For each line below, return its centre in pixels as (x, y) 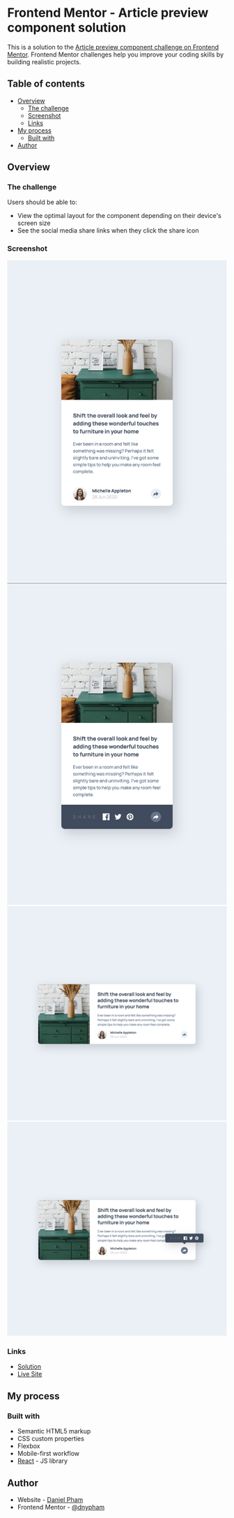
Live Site (30, 1374)
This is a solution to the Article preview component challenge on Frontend (113, 47)
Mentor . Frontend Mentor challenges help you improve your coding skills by (116, 54)
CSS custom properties (51, 1439)
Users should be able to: (42, 202)
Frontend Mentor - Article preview (108, 13)
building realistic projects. (44, 61)
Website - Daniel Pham (50, 1499)
